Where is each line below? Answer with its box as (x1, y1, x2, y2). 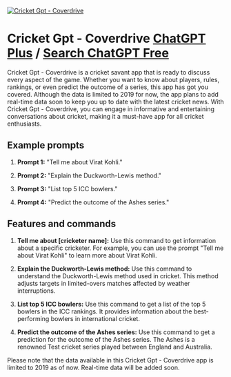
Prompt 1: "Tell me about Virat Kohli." (17, 157, 123, 166)
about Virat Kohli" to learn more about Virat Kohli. (17, 251, 157, 259)
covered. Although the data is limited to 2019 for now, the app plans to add (7, 90, 219, 98)
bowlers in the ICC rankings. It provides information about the (17, 307, 192, 316)
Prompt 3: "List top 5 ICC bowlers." (17, 184, 118, 193)
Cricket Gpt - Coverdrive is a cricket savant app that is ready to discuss (7, 68, 210, 76)
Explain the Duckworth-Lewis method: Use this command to (17, 264, 192, 273)
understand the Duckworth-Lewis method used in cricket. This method (17, 271, 219, 280)
